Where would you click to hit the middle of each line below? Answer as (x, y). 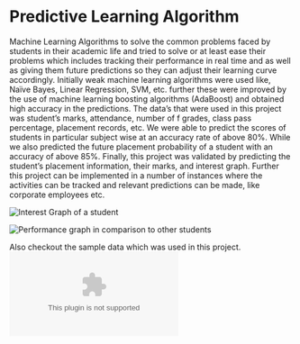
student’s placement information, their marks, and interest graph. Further (144, 166)
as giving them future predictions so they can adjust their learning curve (143, 70)
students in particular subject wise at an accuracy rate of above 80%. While (150, 137)
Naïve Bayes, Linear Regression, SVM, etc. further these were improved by (148, 89)
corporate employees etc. (57, 195)
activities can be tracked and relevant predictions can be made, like (135, 185)
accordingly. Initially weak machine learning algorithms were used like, (141, 79)
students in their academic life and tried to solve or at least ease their (138, 50)
